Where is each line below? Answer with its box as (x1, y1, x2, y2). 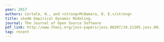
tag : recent (5, 29, 29, 34)
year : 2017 (5, 7, 27, 12)
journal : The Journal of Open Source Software (5, 20, 102, 26)
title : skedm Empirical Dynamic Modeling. (5, 16, 93, 21)
